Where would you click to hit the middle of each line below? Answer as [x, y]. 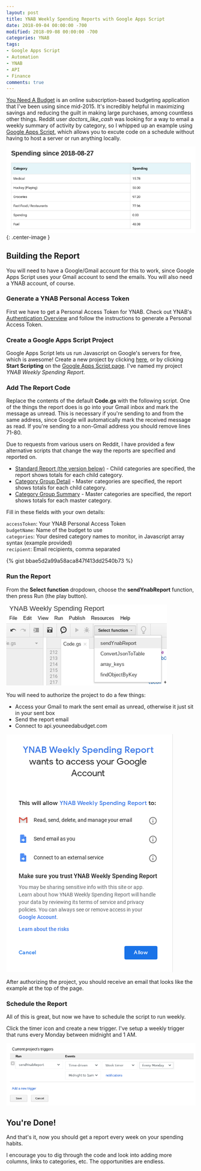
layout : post [22, 13]
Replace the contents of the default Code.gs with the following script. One [98, 401]
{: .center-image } [28, 237]
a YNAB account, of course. [40, 283]
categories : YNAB [28, 38]
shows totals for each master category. [63, 500]
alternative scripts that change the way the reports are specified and [91, 451]
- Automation [22, 57]
